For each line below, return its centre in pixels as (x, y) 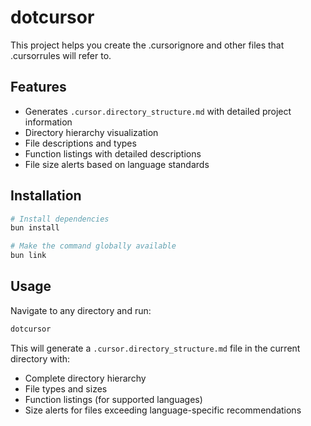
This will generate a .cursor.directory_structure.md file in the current (155, 348)
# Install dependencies (60, 219)
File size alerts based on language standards (117, 164)
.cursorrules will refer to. (61, 55)
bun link (28, 256)
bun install (35, 228)
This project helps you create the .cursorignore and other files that (147, 45)
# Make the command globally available (93, 246)
